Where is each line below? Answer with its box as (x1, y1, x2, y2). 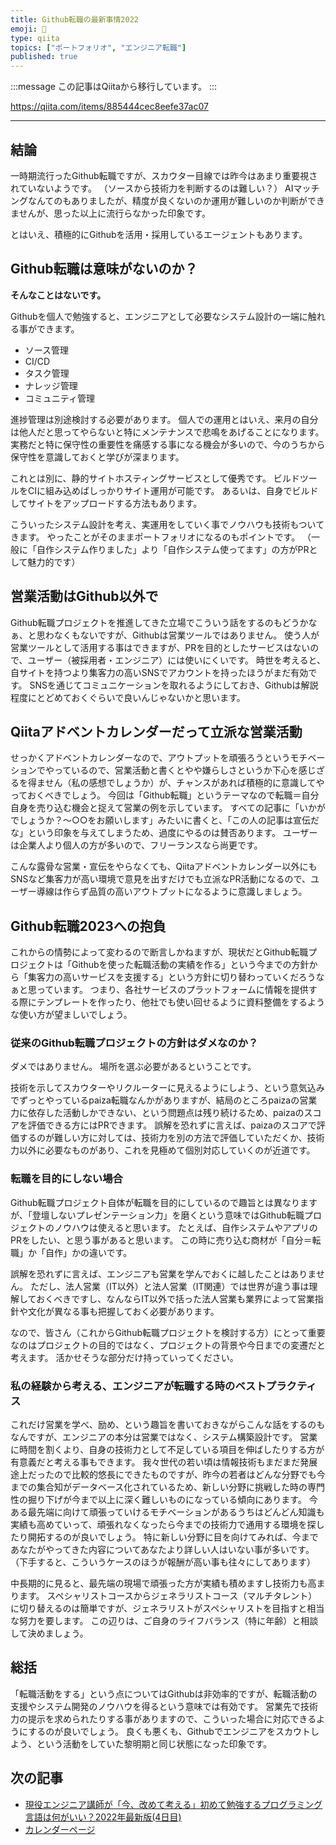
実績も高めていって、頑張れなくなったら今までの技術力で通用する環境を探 (10, 1519, 317, 1531)
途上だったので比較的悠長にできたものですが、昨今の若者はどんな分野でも (10, 1469, 317, 1481)
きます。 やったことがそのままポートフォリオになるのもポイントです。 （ (10, 531, 312, 543)
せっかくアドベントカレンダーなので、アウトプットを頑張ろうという (10, 752, 291, 764)
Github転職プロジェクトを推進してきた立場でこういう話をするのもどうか (10, 616, 309, 628)
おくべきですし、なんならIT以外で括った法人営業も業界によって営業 (36, 1292, 315, 1305)
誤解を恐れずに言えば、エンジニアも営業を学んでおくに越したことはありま (10, 1267, 317, 1280)
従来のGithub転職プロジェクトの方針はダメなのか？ (10, 1036, 259, 1050)
